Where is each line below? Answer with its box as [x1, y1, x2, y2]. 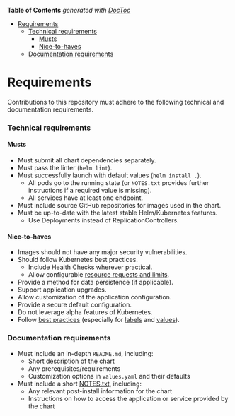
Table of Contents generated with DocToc [7, 6, 131, 14]
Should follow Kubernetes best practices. [17, 256, 138, 264]
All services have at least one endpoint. [28, 194, 144, 202]
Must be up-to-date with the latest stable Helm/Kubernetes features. [17, 208, 218, 218]
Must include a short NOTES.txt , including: [17, 379, 142, 388]
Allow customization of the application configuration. [17, 293, 172, 302]
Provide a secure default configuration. [17, 300, 132, 309]
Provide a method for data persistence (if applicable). [17, 278, 173, 287]
